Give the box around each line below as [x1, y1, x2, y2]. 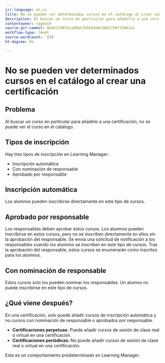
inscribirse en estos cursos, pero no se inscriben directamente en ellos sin [5, 231, 156, 237]
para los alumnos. [5, 252, 41, 258]
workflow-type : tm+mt [5, 30, 50, 35]
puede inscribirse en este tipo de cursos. [5, 285, 88, 290]
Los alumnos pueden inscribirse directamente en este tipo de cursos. [5, 198, 145, 205]
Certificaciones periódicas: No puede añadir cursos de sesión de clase [12, 337, 159, 343]
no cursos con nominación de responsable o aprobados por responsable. [5, 317, 154, 323]
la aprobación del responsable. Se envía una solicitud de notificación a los [5, 236, 155, 242]
